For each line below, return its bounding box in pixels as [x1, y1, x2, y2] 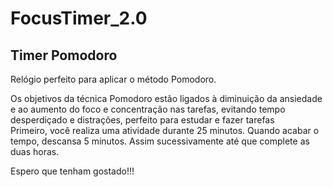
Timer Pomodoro [10, 47, 118, 64]
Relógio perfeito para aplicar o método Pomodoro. [10, 73, 217, 85]
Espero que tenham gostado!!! [10, 165, 135, 177]
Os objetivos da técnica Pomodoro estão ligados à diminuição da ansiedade [10, 93, 323, 104]
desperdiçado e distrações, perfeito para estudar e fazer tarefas [10, 114, 275, 126]
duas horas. [10, 146, 60, 157]
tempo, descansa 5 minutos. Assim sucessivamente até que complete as [10, 135, 310, 147]
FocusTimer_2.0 [10, 7, 148, 30]
